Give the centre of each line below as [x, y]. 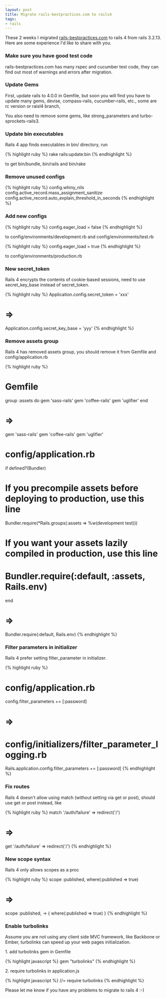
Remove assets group [32, 341]
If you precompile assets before [72, 488]
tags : [11, 19]
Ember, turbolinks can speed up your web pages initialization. [68, 942]
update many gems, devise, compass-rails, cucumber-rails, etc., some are [81, 101]
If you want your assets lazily [66, 543]
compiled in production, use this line [82, 554]
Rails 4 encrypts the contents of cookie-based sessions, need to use [75, 280]
